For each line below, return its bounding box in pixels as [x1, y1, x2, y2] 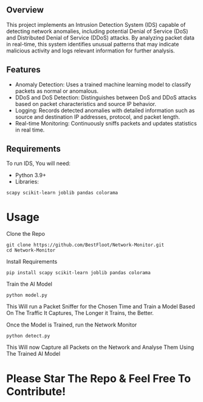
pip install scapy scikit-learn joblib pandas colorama [6, 270, 151, 276]
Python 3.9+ [15, 172, 47, 179]
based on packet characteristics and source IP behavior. [15, 100, 157, 107]
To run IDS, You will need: [6, 160, 71, 167]
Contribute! [6, 384, 66, 398]
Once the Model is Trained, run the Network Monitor [6, 321, 137, 328]
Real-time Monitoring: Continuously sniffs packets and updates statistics [15, 119, 198, 127]
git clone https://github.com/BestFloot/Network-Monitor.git [6, 242, 165, 249]
